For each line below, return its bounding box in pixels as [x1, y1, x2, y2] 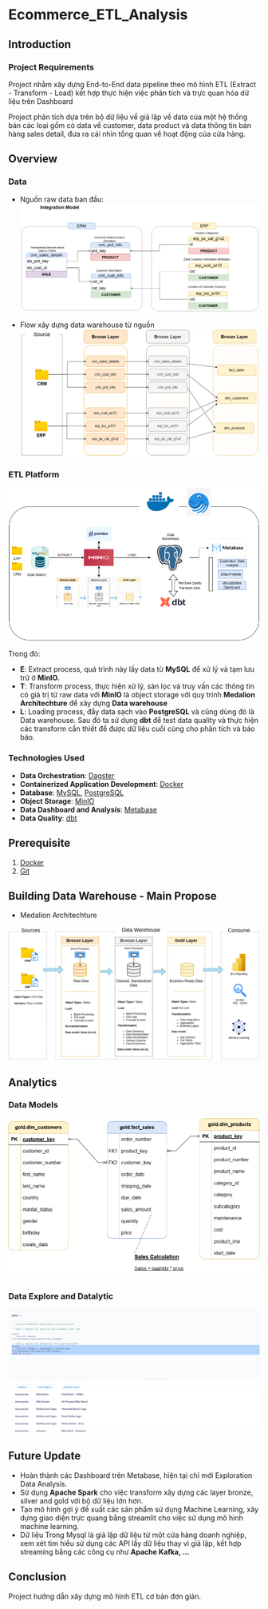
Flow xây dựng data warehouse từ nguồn [19, 320, 155, 329]
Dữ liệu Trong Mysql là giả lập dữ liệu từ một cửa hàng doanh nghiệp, [19, 1530, 247, 1539]
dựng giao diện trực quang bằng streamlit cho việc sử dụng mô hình [19, 1513, 243, 1523]
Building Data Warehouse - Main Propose [8, 889, 217, 903]
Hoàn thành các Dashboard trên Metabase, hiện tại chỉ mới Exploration [19, 1470, 253, 1480]
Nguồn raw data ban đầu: [19, 194, 104, 204]
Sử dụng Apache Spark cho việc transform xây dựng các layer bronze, [19, 1487, 254, 1497]
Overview [8, 152, 58, 166]
